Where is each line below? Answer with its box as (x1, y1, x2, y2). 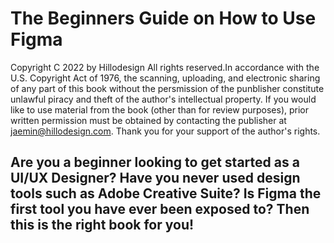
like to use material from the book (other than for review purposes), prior (10, 103, 309, 116)
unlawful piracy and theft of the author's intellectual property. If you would (10, 93, 317, 105)
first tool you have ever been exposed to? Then (10, 201, 310, 218)
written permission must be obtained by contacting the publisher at (10, 114, 287, 126)
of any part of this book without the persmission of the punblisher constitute (10, 82, 325, 94)
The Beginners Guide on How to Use (10, 7, 317, 30)
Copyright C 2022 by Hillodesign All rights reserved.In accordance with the (10, 61, 320, 73)
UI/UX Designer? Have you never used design (10, 170, 301, 187)
